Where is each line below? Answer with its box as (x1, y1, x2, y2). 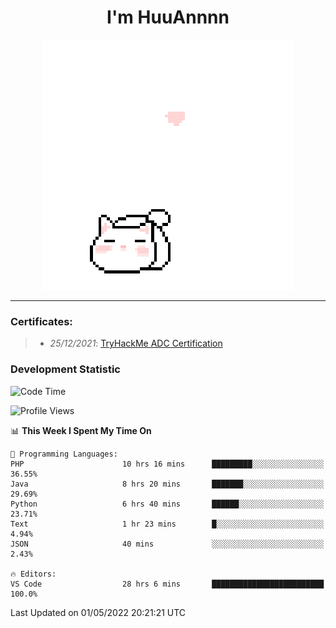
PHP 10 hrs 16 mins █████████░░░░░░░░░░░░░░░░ (10, 459, 325, 469)
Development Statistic (10, 362, 121, 376)
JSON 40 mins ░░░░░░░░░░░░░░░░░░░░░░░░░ (10, 539, 325, 549)
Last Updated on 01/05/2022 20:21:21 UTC (10, 606, 187, 618)
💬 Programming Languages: (10, 449, 118, 459)
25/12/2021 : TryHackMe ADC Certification (49, 337, 223, 350)
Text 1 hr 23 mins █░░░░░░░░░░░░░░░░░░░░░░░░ (10, 519, 325, 529)
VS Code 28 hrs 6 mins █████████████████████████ (10, 579, 325, 589)
